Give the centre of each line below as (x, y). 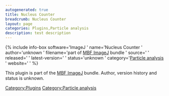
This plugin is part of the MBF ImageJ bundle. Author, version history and (81, 73)
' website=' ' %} (22, 63)
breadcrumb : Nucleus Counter (36, 19)
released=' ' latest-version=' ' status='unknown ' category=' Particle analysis (84, 58)
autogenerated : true (27, 10)
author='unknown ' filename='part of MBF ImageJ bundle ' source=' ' (77, 52)
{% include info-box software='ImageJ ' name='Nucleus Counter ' (74, 47)
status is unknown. (25, 78)
